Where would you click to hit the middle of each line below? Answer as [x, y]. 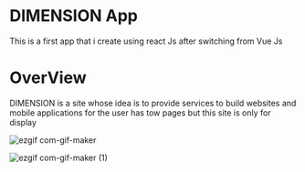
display [23, 122]
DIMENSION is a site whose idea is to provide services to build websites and [153, 103]
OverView [48, 78]
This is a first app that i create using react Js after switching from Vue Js [146, 41]
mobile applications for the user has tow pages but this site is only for [140, 112]
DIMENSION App [74, 16]
